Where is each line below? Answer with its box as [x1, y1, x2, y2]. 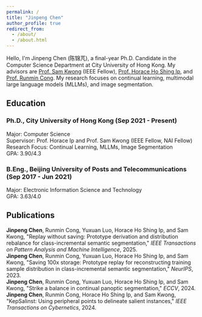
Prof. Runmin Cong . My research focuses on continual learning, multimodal [6, 74, 194, 81]
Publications [6, 210, 55, 220]
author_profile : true [6, 20, 61, 26]
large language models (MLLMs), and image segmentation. [6, 81, 153, 88]
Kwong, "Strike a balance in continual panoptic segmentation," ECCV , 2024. [6, 284, 196, 291]
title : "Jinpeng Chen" [6, 15, 64, 21]
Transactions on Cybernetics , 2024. [6, 304, 97, 311]
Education [6, 98, 46, 109]
